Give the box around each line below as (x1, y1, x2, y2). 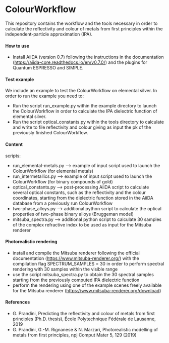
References (5, 299, 30, 305)
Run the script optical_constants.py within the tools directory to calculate (12, 119, 164, 125)
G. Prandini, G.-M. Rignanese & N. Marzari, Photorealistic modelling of (12, 326, 158, 332)
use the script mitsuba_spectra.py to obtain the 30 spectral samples (12, 271, 154, 277)
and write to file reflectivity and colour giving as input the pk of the (12, 124, 151, 130)
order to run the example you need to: (5, 93, 84, 99)
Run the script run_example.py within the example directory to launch (12, 103, 157, 109)
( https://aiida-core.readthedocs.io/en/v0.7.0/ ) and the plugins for (12, 59, 148, 65)
